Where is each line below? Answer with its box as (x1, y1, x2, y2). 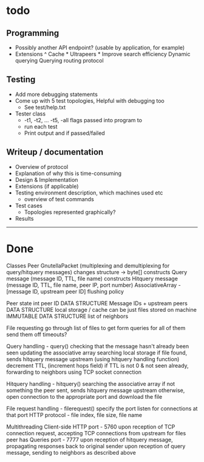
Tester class (15, 110, 46, 117)
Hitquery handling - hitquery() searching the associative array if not (6, 380, 175, 387)
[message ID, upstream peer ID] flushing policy (6, 288, 124, 295)
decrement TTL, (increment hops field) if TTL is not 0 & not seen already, (6, 362, 189, 369)
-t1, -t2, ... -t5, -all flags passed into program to (24, 116, 143, 123)
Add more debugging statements (15, 91, 98, 98)
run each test (24, 123, 58, 130)
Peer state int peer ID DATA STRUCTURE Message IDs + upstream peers (6, 299, 188, 307)
